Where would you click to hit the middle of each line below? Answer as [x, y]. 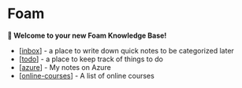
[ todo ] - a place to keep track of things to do [91, 59]
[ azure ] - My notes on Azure [65, 67]
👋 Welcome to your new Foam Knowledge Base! [87, 35]
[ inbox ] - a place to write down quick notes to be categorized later [126, 50]
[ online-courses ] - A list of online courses [86, 75]
